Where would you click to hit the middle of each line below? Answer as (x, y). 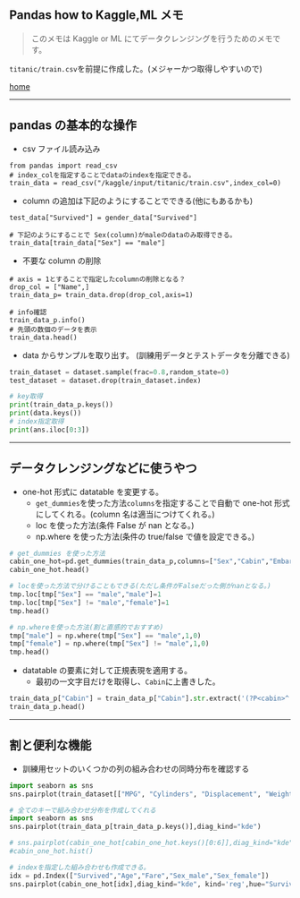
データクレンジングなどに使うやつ (103, 469)
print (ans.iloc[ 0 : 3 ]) (50, 430)
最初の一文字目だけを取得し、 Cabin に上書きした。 (128, 681)
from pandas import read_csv (63, 166)
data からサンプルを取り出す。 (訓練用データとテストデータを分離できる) (156, 355)
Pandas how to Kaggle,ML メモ (97, 15)
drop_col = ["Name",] (50, 287)
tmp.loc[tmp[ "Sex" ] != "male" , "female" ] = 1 (89, 603)
